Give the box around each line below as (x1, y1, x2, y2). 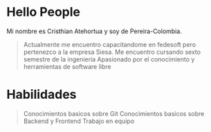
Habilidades (6, 87, 77, 102)
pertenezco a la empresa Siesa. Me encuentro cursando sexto (23, 48, 201, 56)
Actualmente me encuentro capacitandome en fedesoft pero (23, 40, 196, 48)
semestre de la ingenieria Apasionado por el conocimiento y (23, 55, 195, 63)
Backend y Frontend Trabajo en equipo (23, 117, 135, 125)
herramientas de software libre (23, 62, 111, 70)
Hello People (6, 4, 81, 20)
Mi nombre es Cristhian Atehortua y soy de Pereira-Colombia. (6, 27, 183, 35)
